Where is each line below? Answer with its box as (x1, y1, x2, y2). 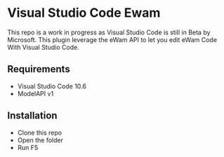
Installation (7, 110, 58, 122)
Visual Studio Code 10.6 (17, 82, 86, 90)
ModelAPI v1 (17, 89, 54, 97)
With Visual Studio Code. (7, 43, 79, 51)
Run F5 (17, 143, 39, 151)
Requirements (7, 63, 70, 75)
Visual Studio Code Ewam (7, 5, 161, 21)
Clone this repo (17, 128, 62, 137)
